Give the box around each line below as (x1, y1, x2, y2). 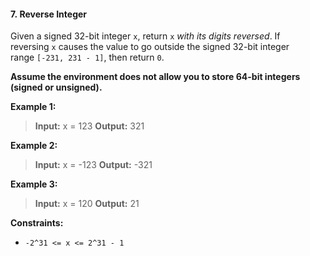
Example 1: (10, 101, 57, 113)
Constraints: (10, 217, 64, 229)
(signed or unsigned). (10, 81, 103, 94)
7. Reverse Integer (10, 8, 88, 20)
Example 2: (10, 140, 58, 152)
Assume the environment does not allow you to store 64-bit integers (10, 71, 301, 83)
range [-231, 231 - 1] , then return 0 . (10, 51, 165, 64)
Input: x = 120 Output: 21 (34, 198, 140, 210)
